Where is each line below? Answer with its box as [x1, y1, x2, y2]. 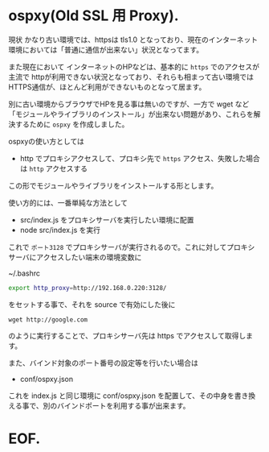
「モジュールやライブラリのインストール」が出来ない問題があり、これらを [8, 109, 255, 118]
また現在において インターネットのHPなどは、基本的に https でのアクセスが [8, 61, 259, 72]
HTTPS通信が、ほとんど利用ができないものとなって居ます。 [8, 81, 206, 92]
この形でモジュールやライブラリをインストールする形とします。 [8, 180, 218, 190]
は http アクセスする [19, 164, 88, 173]
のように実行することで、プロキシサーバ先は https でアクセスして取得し [8, 330, 247, 340]
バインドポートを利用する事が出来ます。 [57, 400, 190, 410]
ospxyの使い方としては [8, 136, 84, 146]
